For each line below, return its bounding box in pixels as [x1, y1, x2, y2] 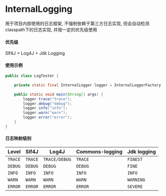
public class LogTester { [5, 73, 59, 79]
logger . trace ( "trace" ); [23, 97, 72, 101]
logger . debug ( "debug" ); [23, 101, 72, 106]
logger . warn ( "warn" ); [23, 110, 68, 115]
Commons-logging [76, 148, 123, 155]
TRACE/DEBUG [43, 157, 72, 162]
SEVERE [127, 184, 143, 190]
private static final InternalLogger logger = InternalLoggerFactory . [14, 83, 164, 88]
